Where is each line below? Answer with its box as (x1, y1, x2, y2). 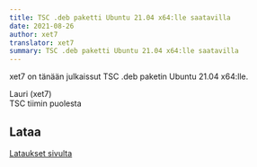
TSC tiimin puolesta (9, 98, 83, 109)
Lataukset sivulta (9, 147, 73, 158)
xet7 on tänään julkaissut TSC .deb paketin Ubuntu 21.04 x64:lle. (9, 71, 249, 82)
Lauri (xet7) (9, 89, 52, 100)
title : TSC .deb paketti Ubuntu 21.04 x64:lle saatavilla (9, 13, 231, 22)
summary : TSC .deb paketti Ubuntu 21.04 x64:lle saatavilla (9, 47, 240, 56)
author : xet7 (9, 30, 58, 39)
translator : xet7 (9, 38, 75, 48)
